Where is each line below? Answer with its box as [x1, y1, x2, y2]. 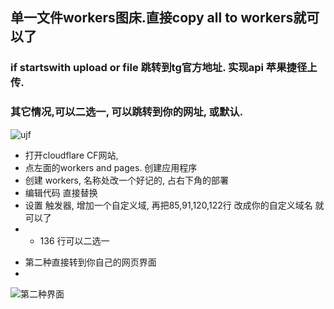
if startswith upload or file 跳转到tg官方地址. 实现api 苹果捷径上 [10, 61, 318, 75]
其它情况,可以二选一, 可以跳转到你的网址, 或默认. [10, 105, 244, 119]
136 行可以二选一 [39, 234, 110, 247]
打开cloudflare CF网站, [24, 149, 119, 161]
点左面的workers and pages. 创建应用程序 [24, 161, 198, 173]
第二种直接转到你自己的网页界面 [24, 256, 157, 268]
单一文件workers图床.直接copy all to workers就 [10, 9, 307, 27]
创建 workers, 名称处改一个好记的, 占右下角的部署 [24, 174, 229, 186]
